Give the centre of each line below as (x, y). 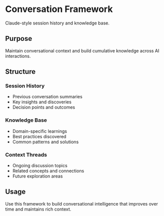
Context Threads (26, 155)
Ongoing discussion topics (40, 166)
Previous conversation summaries (47, 97)
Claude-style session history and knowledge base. (57, 23)
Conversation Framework (59, 9)
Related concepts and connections (48, 171)
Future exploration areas (37, 176)
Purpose (19, 39)
